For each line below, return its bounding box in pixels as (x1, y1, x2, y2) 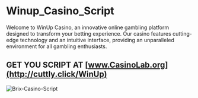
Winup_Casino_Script (6, 4, 114, 18)
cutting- (173, 30, 193, 37)
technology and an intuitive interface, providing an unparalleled (20, 36, 175, 43)
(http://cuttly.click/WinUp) (6, 69, 107, 80)
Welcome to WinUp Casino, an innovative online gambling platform (6, 24, 170, 31)
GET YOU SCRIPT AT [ (6, 60, 88, 70)
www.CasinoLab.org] (88, 60, 168, 70)
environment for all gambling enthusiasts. (6, 43, 107, 50)
